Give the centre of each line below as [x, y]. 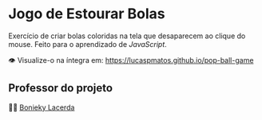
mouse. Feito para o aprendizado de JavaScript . [88, 44]
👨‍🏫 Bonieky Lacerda [42, 107]
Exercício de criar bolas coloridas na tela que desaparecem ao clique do [127, 36]
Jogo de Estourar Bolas [87, 14]
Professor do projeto [61, 88]
